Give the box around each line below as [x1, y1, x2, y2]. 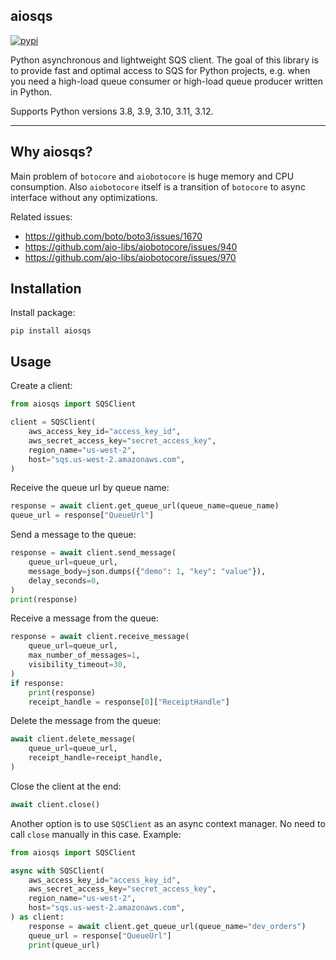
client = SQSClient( [10, 417, 97, 428]
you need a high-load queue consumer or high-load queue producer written [10, 75, 323, 87]
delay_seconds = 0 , [28, 575, 101, 586]
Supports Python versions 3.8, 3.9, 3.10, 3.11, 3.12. [10, 105, 214, 117]
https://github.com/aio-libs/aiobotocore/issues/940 [24, 240, 238, 253]
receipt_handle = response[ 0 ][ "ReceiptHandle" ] [28, 697, 230, 707]
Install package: [10, 307, 76, 319]
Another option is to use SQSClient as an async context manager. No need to [10, 817, 326, 829]
